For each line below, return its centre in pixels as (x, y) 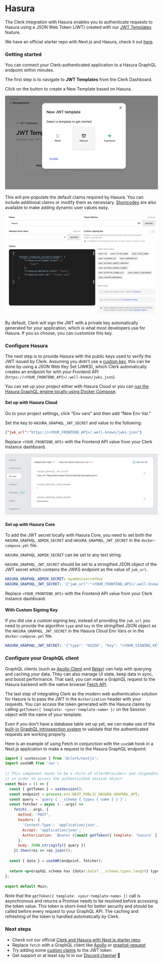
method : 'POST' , (34, 815)
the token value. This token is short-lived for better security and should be (79, 906)
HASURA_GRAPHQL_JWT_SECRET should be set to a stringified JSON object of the (81, 564)
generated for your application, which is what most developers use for (75, 328)
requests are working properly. (36, 734)
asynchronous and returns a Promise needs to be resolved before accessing (81, 901)
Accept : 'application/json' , (52, 830)
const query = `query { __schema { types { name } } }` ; (68, 799)
